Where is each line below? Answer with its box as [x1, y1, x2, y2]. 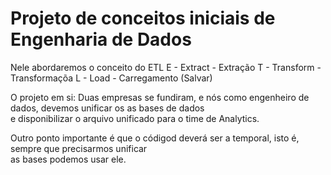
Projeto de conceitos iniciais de [10, 7, 276, 30]
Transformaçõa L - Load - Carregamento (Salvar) [10, 72, 213, 84]
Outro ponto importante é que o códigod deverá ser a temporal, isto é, [10, 132, 300, 144]
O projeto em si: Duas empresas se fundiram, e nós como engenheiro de [10, 91, 310, 103]
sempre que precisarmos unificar [10, 142, 148, 154]
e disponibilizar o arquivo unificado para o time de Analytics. [10, 112, 260, 124]
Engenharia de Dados [10, 28, 192, 51]
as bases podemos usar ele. [10, 153, 127, 165]
